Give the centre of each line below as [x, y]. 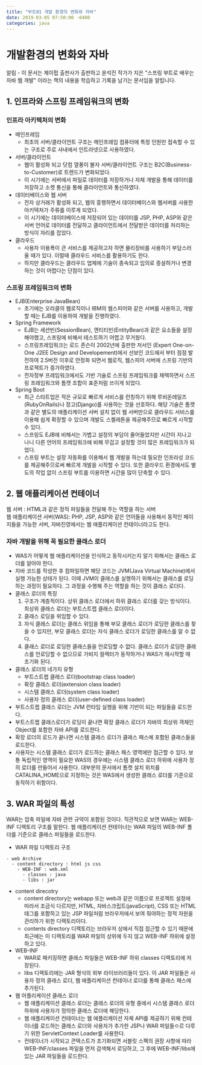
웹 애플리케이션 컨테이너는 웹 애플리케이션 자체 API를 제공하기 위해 [102, 1018]
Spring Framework [38, 323]
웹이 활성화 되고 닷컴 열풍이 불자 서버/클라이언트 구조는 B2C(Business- [108, 165]
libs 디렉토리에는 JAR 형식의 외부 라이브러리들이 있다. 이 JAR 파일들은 [106, 973]
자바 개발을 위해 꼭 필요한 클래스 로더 [56, 542]
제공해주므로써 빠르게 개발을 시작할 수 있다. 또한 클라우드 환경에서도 [110, 465]
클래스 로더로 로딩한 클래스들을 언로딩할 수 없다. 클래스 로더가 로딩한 [104, 647]
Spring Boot [30, 390]
